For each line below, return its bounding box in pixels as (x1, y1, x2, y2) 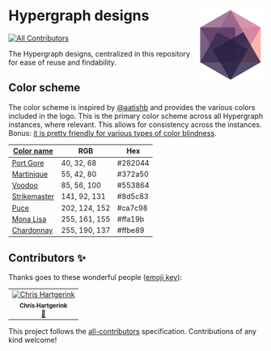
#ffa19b (116, 214, 145, 224)
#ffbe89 (116, 226, 145, 235)
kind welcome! (8, 335, 57, 345)
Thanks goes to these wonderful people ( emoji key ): (8, 273, 183, 282)
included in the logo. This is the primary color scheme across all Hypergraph (8, 111, 264, 121)
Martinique (11, 169, 49, 179)
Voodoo (11, 180, 39, 190)
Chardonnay (11, 226, 53, 235)
